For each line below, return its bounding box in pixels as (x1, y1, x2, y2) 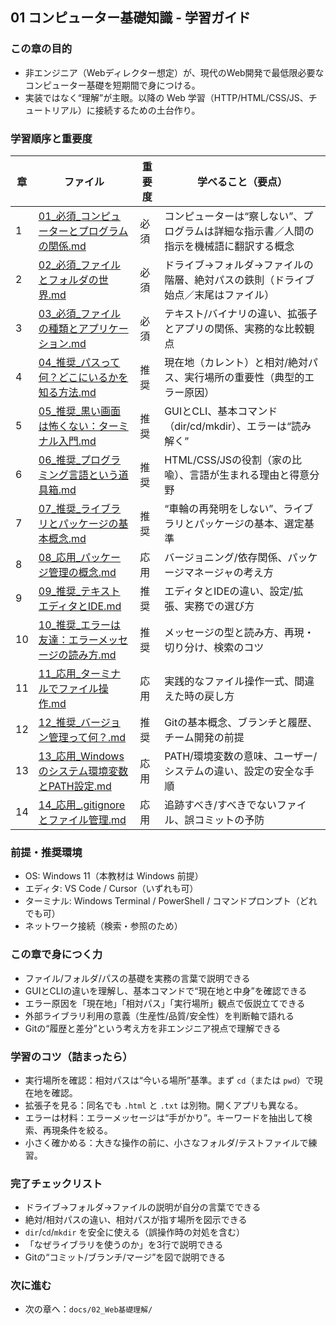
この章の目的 (10, 42, 73, 56)
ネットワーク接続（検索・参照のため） (24, 920, 183, 932)
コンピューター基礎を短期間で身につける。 (24, 79, 201, 91)
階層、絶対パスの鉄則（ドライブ (164, 273, 315, 287)
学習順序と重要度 (10, 131, 93, 145)
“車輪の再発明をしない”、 (164, 501, 284, 515)
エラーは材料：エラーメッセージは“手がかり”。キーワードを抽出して (24, 1111, 304, 1123)
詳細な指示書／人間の (213, 224, 315, 238)
